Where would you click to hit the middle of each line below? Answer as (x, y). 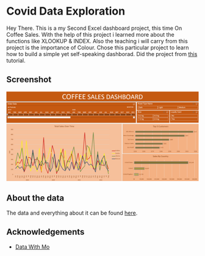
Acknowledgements (45, 232)
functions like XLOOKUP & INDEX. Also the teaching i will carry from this (97, 41)
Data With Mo (32, 247)
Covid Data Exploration (66, 11)
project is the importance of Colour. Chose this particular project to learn (98, 48)
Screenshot (29, 80)
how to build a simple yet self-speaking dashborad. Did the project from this (102, 54)
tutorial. (16, 60)
